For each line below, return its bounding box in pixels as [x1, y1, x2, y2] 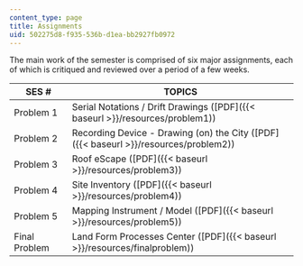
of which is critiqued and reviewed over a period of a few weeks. [9, 64, 250, 75]
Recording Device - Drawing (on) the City [71, 127, 250, 140]
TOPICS [163, 86, 198, 98]
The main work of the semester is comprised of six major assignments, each [9, 55, 294, 66]
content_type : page [9, 13, 83, 23]
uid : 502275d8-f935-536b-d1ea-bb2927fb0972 [9, 30, 176, 39]
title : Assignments [9, 22, 83, 31]
